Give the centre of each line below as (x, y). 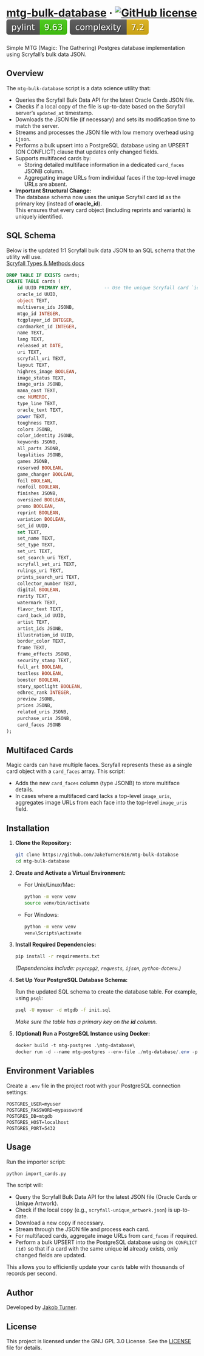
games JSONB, (34, 461)
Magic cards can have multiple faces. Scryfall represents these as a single (99, 765)
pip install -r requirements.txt (57, 956)
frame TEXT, (32, 648)
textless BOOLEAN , (40, 673)
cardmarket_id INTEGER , (47, 327)
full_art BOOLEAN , (40, 667)
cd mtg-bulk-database (42, 861)
